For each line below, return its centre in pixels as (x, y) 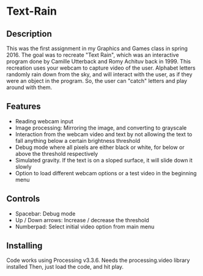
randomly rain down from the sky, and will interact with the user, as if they (99, 74)
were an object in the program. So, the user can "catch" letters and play (97, 81)
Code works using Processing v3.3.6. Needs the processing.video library (98, 260)
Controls (23, 199)
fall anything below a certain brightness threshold (78, 140)
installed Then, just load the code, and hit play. (65, 267)
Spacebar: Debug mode (45, 213)
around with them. (29, 87)
